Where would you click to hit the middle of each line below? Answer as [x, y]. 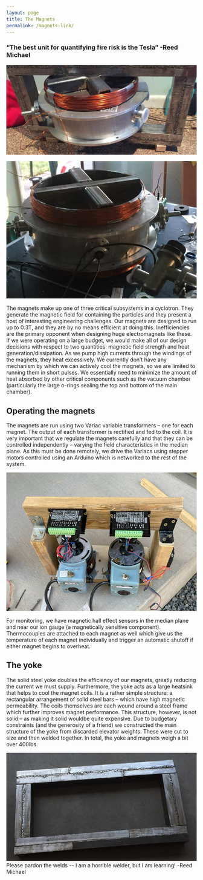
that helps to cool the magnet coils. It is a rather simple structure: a [89, 692]
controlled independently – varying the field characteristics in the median [97, 445]
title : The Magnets [31, 19]
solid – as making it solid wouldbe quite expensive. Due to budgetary [92, 718]
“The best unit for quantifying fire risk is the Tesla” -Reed [92, 47]
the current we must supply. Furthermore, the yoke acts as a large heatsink [100, 686]
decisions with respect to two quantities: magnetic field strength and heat [98, 347]
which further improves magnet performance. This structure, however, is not [101, 712]
